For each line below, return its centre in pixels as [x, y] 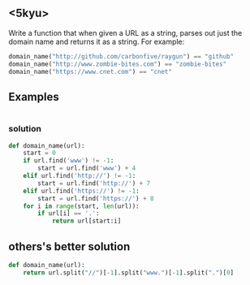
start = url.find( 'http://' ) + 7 [94, 183]
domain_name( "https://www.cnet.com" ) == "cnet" [91, 71]
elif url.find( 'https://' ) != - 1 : [81, 191]
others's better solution [69, 246]
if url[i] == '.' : [69, 214]
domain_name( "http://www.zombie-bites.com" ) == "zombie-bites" [118, 64]
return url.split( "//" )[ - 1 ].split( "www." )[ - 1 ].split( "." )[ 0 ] [128, 272]
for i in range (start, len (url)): [81, 206]
